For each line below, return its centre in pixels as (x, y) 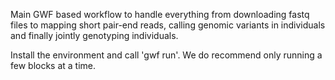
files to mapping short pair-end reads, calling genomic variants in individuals (168, 25)
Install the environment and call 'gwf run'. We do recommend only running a (166, 55)
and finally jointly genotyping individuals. (94, 35)
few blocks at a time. (53, 65)
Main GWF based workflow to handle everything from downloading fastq (160, 14)
